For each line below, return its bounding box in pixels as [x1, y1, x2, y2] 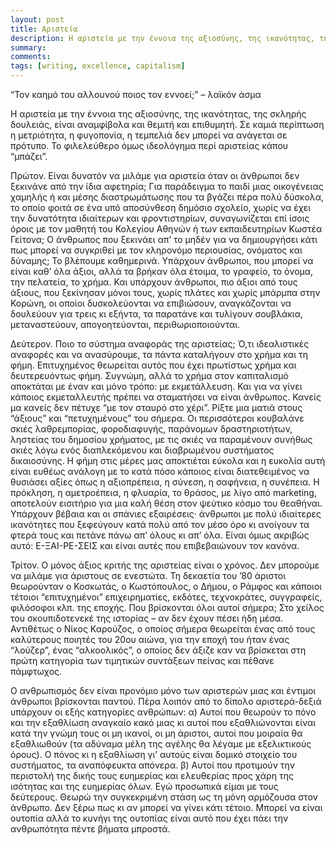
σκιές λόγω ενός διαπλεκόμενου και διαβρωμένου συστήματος [10, 444, 275, 456]
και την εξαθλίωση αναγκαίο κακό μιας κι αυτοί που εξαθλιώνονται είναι [10, 717, 317, 728]
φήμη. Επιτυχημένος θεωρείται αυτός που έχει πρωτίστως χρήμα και [10, 359, 297, 371]
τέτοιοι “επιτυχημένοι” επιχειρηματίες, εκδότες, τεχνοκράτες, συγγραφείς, [10, 591, 323, 603]
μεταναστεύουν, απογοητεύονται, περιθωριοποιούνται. [10, 319, 241, 330]
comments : [10, 52, 52, 62]
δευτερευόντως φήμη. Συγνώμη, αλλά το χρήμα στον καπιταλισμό [10, 370, 289, 381]
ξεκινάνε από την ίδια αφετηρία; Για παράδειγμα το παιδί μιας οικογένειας [10, 181, 324, 192]
